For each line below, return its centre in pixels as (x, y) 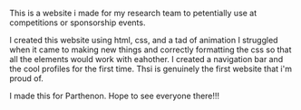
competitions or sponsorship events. (78, 23)
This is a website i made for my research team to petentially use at (133, 13)
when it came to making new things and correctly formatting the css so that (150, 50)
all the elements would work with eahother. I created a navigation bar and (146, 59)
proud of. (26, 78)
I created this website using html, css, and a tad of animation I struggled (144, 40)
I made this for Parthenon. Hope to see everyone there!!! (115, 96)
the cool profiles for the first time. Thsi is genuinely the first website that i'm (151, 69)
